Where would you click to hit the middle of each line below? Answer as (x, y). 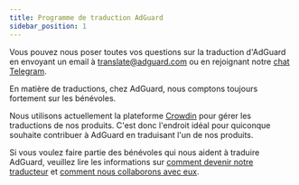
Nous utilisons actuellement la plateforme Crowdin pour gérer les (130, 116)
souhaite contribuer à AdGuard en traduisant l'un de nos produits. (131, 134)
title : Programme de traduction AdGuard (87, 18)
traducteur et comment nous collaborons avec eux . (104, 171)
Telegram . (28, 71)
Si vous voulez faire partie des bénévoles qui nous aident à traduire (135, 152)
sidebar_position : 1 (48, 26)
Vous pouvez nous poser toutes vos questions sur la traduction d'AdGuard (148, 51)
